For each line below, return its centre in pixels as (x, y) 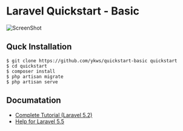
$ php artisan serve (32, 82)
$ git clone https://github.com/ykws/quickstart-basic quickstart (92, 61)
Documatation (34, 101)
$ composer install (31, 71)
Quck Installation (39, 47)
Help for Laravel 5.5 (40, 121)
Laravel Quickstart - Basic (73, 11)
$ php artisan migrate (35, 77)
